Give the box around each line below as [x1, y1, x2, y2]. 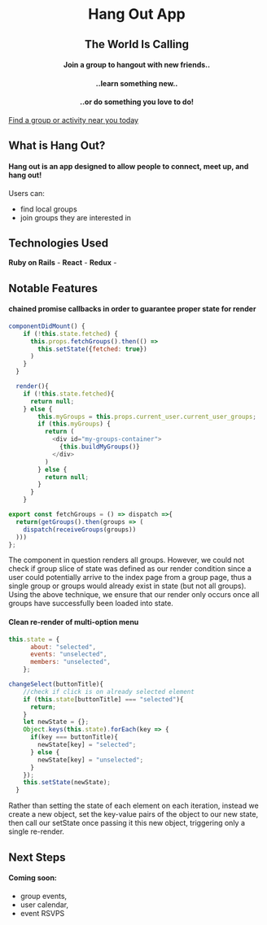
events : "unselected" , [29, 650, 107, 659]
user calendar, [20, 900, 69, 910]
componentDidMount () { [8, 322, 85, 330]
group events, [20, 891, 68, 901]
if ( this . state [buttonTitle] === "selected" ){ [23, 695, 184, 704]
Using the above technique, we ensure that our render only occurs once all [8, 590, 260, 600]
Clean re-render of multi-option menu [8, 617, 139, 627]
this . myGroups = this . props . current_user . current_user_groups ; [37, 412, 256, 421]
